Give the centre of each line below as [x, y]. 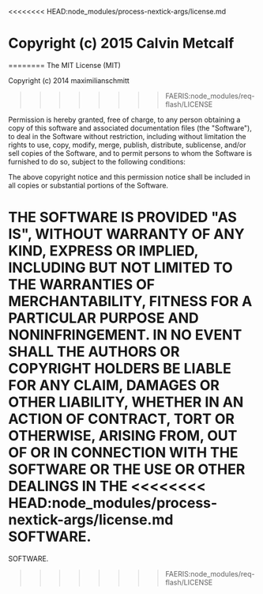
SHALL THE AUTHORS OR [94, 352]
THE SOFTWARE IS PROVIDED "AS [122, 218]
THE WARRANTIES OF [82, 285]
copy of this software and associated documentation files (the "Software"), [130, 128]
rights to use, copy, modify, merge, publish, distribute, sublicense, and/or [127, 145]
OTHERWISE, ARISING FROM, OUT [123, 436]
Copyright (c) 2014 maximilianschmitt [69, 80]
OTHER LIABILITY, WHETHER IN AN [126, 402]
